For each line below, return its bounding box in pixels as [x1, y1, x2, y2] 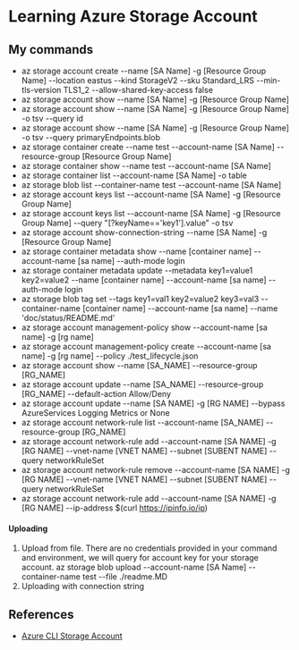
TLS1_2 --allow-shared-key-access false [63, 85, 214, 95]
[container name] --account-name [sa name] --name [82, 303, 278, 314]
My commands [8, 42, 94, 57]
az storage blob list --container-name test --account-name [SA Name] [21, 180, 282, 190]
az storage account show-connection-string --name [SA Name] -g [21, 227, 268, 238]
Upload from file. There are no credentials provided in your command [21, 543, 278, 553]
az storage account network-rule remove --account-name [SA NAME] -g [21, 465, 290, 475]
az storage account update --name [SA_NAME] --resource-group [21, 379, 264, 390]
